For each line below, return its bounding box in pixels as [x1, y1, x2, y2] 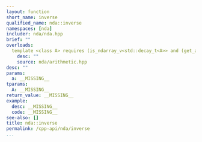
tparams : [6, 81, 28, 87]
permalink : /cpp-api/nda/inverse [6, 126, 90, 132]
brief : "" [6, 37, 31, 43]
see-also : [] [6, 114, 39, 120]
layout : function [6, 8, 50, 15]
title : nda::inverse [6, 120, 58, 126]
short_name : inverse [6, 14, 58, 20]
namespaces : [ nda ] [6, 25, 52, 32]
